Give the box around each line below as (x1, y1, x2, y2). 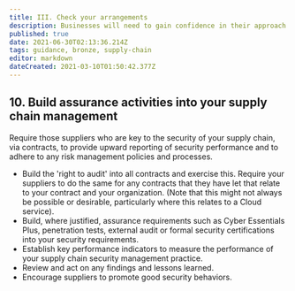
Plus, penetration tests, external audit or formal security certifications (21, 225, 276, 235)
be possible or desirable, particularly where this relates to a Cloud (21, 196, 262, 207)
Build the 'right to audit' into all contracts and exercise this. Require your (21, 168, 285, 179)
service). (21, 205, 55, 217)
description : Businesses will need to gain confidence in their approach (9, 21, 287, 30)
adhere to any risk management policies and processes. (9, 151, 214, 162)
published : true (9, 29, 69, 38)
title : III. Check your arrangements (9, 12, 148, 22)
